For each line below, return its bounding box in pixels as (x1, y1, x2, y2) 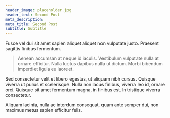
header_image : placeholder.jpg (5, 7, 72, 13)
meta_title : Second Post (5, 21, 58, 27)
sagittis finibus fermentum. (5, 46, 61, 52)
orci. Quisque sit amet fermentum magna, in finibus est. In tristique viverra (5, 87, 161, 93)
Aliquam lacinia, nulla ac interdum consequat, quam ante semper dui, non (5, 102, 159, 108)
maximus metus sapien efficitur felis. (5, 107, 82, 113)
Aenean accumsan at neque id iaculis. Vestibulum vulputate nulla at (17, 55, 159, 61)
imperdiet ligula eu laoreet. (17, 66, 74, 72)
